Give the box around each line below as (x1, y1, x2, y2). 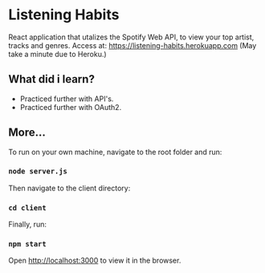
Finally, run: (8, 219, 47, 230)
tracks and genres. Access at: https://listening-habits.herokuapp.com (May (8, 40, 257, 50)
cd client (8, 203, 47, 212)
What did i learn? (8, 72, 95, 86)
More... (8, 126, 47, 140)
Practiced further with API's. (19, 94, 114, 104)
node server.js (8, 167, 68, 176)
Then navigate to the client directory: (8, 183, 131, 193)
